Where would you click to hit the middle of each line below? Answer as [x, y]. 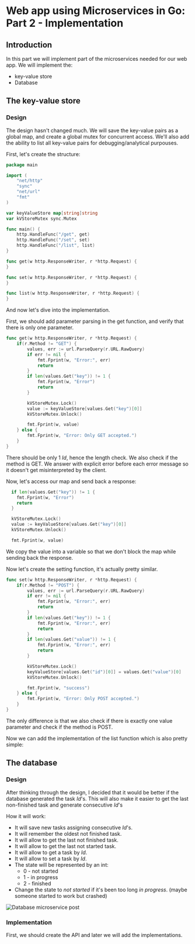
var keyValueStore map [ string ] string [52, 213]
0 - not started [41, 871]
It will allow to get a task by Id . [51, 852]
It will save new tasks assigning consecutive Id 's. [74, 827]
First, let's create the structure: [43, 154]
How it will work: [26, 816]
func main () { [23, 229]
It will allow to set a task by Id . [51, 859]
